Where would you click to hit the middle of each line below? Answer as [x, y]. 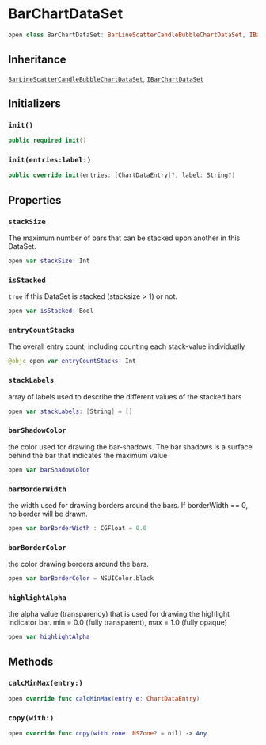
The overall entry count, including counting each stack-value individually [127, 346]
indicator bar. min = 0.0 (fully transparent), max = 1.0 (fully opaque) [118, 622]
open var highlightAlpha [49, 637]
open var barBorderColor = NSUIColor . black [81, 579]
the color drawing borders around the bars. [78, 564]
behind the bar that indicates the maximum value [88, 455]
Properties [35, 200]
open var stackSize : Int [49, 261]
